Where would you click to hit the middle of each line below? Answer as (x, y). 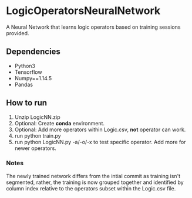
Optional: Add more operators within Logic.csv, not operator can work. (100, 129)
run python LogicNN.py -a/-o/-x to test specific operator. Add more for (100, 142)
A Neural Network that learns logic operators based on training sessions (93, 27)
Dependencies (33, 52)
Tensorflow (28, 72)
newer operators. (36, 148)
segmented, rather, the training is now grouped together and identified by (95, 182)
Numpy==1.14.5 (33, 78)
